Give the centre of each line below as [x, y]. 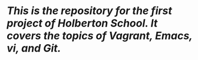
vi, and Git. [34, 49]
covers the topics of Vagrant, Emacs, [100, 36]
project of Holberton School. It [82, 23]
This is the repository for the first [90, 11]
